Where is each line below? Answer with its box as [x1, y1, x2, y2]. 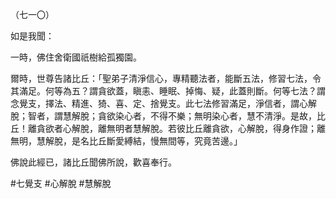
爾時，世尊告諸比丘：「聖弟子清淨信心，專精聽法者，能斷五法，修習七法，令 [10, 73, 322, 84]
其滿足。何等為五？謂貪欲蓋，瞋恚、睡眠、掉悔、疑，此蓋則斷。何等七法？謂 [10, 85, 326, 97]
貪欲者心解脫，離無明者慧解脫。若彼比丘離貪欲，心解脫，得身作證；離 [36, 123, 326, 134]
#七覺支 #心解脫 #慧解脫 [10, 178, 112, 189]
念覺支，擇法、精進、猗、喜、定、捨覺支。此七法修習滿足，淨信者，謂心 [10, 98, 308, 109]
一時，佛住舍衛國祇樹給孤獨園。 [10, 51, 142, 63]
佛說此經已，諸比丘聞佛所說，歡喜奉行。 [10, 156, 177, 168]
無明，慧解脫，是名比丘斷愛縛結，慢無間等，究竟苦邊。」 [10, 135, 243, 147]
